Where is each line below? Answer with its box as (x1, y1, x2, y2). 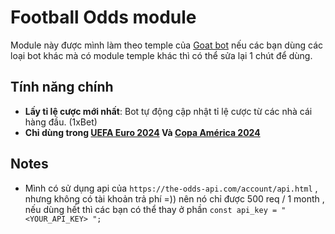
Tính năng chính (10, 79, 114, 96)
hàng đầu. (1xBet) (24, 116, 98, 128)
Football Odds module (10, 6, 197, 29)
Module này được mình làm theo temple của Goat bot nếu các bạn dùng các (10, 39, 323, 51)
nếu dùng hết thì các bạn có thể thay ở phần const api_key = (24, 203, 278, 215)
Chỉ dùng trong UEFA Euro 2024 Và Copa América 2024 (24, 126, 261, 138)
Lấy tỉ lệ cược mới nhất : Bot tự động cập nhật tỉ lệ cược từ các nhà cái (24, 105, 313, 117)
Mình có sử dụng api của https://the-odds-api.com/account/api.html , (24, 182, 318, 194)
